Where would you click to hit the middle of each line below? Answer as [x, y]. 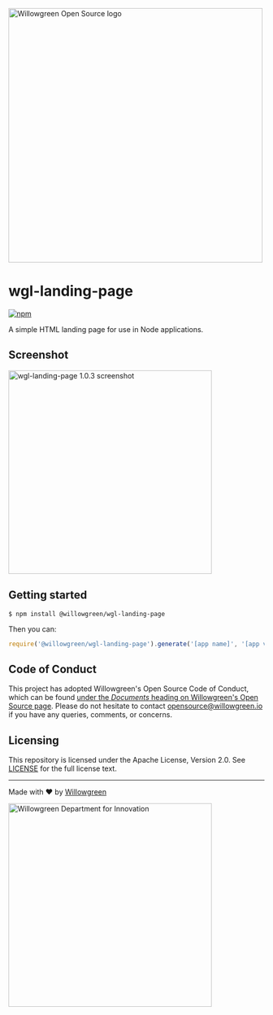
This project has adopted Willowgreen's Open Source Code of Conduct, [129, 689]
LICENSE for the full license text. [63, 768]
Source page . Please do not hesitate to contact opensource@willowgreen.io [136, 706]
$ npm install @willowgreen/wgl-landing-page [87, 614]
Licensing [34, 740]
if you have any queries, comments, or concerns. [91, 715]
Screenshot [39, 355]
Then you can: [32, 629]
